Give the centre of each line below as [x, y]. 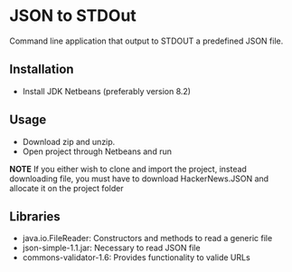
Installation [42, 69]
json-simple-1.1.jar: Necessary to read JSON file [111, 248]
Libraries [35, 216]
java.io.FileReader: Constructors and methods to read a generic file [147, 238]
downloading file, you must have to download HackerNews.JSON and [139, 179]
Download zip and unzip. [69, 141]
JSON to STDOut [73, 16]
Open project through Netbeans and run [97, 151]
